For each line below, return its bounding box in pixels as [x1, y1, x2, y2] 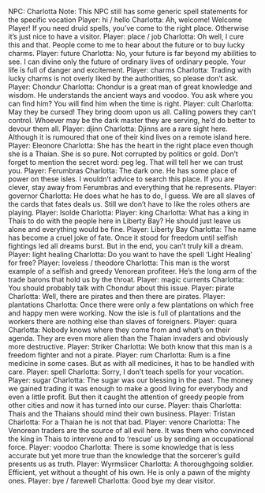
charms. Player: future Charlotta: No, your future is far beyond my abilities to [8, 49, 256, 58]
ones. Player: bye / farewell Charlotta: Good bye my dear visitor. [8, 476, 215, 485]
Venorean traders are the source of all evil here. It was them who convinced [8, 426, 255, 435]
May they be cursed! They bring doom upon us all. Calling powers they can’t [8, 107, 256, 117]
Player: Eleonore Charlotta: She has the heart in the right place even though [8, 141, 254, 150]
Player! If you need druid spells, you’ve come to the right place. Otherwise [8, 24, 249, 32]
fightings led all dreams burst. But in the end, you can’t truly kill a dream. [8, 241, 244, 251]
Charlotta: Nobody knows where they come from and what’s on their [8, 325, 231, 334]
